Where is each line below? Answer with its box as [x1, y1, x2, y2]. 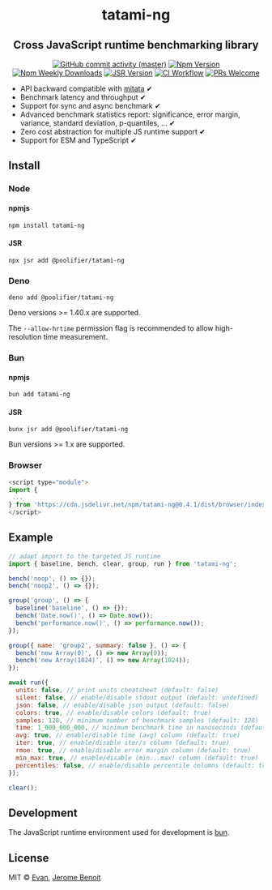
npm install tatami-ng [8, 221, 85, 229]
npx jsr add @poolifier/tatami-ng [8, 256, 125, 264]
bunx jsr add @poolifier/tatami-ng [8, 426, 129, 434]
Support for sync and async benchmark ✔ [19, 101, 161, 110]
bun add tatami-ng [8, 391, 70, 399]
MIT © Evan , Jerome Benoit [8, 873, 101, 883]
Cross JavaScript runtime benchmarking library [13, 38, 259, 52]
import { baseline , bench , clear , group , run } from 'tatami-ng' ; [8, 559, 237, 568]
